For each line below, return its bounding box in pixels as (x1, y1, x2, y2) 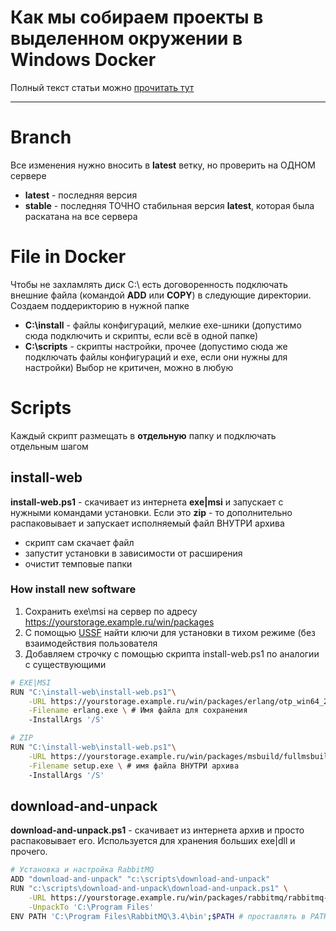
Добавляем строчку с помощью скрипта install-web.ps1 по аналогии (24, 647, 320, 660)
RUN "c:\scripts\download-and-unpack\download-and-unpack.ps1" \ (10, 884, 288, 894)
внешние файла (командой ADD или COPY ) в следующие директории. (10, 289, 312, 301)
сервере (10, 169, 47, 181)
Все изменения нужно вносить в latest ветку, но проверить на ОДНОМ (10, 159, 316, 171)
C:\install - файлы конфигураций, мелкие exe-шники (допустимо (24, 319, 302, 331)
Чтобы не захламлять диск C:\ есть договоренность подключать (10, 278, 288, 290)
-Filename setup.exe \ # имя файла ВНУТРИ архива (28, 761, 240, 771)
